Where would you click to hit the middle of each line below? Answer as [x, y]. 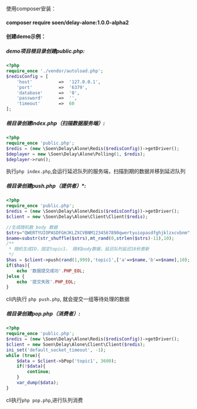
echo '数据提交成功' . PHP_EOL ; [51, 271]
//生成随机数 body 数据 [32, 227]
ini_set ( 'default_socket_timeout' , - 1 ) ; [56, 350]
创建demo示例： [26, 36]
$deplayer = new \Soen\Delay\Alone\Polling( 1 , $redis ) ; [76, 154]
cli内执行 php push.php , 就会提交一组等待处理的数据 [68, 299]
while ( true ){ [23, 355]
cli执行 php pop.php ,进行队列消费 [45, 400]
